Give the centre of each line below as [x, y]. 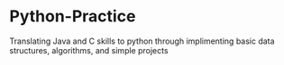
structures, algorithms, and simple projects [89, 50]
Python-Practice [73, 16]
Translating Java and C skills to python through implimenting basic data [142, 41]
